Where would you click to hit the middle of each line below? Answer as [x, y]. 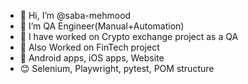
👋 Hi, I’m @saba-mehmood [75, 15]
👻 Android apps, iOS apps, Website [92, 58]
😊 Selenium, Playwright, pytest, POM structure [117, 68]
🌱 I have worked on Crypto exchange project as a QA [129, 36]
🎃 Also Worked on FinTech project [89, 47]
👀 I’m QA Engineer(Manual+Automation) [102, 26]
